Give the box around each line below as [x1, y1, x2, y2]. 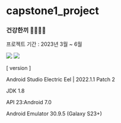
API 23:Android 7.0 [6, 99, 52, 106]
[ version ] [6, 65, 31, 72]
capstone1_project [6, 4, 100, 18]
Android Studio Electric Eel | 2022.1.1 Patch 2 [6, 76, 116, 83]
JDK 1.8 [6, 87, 25, 95]
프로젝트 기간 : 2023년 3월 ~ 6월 [6, 41, 82, 48]
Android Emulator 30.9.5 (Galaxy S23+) [6, 110, 103, 117]
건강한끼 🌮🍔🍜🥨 [6, 26, 46, 35]
